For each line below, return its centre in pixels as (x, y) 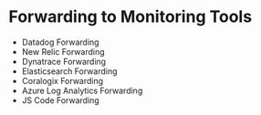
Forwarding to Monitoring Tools (130, 17)
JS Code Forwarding (60, 100)
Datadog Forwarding (60, 42)
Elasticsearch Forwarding (69, 71)
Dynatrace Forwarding (64, 61)
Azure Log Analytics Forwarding (82, 90)
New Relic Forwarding (63, 51)
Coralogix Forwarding (63, 80)
